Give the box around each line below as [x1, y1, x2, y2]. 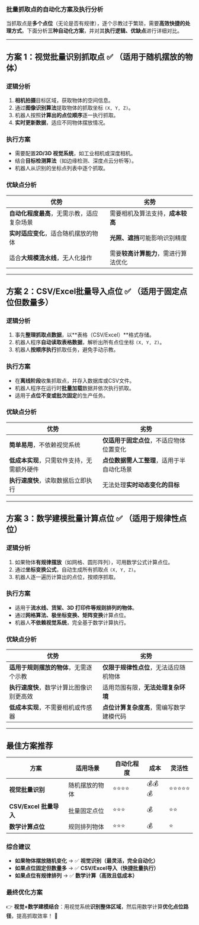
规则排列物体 [68, 822, 104, 831]
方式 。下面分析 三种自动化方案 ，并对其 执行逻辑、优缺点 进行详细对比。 [11, 27, 182, 34]
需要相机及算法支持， [109, 209, 169, 217]
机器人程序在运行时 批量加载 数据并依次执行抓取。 [14, 384, 134, 392]
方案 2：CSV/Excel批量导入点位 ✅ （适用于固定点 [6, 286, 188, 296]
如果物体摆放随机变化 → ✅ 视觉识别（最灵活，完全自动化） [14, 857, 159, 865]
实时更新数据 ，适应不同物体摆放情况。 [14, 119, 108, 126]
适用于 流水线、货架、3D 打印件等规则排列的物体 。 [14, 604, 138, 611]
